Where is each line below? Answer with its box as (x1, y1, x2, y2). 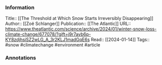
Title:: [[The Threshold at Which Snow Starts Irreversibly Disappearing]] (5, 15, 154, 21)
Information (5, 4, 35, 11)
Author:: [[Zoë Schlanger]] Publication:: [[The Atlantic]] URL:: (5, 20, 131, 26)
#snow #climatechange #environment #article (5, 42, 100, 48)
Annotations (5, 54, 36, 61)
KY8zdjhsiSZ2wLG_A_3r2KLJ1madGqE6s (5, 36, 90, 42)
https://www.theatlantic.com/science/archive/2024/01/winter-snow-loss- (5, 26, 157, 32)
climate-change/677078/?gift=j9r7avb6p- (5, 31, 91, 37)
